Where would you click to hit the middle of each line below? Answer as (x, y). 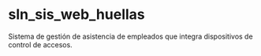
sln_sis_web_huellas (76, 15)
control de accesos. (40, 44)
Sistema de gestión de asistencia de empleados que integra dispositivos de (131, 36)
